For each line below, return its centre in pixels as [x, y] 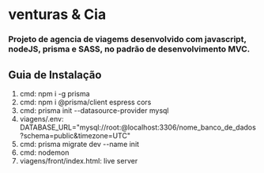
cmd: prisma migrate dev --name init [79, 144]
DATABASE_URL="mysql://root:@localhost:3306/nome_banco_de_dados [138, 127]
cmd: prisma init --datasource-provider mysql [94, 110]
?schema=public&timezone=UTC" [75, 135]
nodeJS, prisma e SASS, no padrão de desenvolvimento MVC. [129, 49]
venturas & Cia [57, 15]
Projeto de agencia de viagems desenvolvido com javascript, [127, 39]
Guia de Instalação [55, 75]
